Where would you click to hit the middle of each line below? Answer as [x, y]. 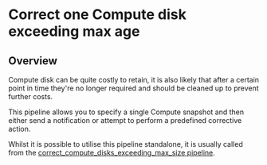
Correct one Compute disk [98, 15]
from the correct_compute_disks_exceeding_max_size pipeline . [112, 153]
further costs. [31, 96]
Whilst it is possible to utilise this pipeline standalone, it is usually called [126, 144]
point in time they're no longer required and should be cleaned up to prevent [133, 88]
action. [20, 129]
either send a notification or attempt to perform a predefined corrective [125, 120]
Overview [33, 61]
